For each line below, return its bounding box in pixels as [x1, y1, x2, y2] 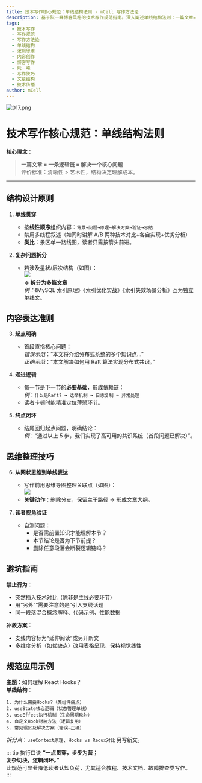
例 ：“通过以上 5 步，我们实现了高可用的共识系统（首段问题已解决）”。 [23, 432, 196, 439]
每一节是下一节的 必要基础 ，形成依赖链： [23, 384, 124, 391]
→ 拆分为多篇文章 [23, 279, 68, 286]
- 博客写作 [11, 59, 35, 65]
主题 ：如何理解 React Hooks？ [6, 678, 82, 685]
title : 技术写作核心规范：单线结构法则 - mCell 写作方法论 [6, 8, 139, 15]
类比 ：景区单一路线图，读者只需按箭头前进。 [23, 238, 135, 246]
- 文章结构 [11, 76, 35, 82]
